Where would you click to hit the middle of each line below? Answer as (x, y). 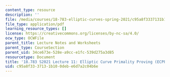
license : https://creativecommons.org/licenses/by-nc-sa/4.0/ (72, 33)
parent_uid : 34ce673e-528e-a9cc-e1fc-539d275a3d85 (60, 52)
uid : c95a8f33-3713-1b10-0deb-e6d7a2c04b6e (52, 66)
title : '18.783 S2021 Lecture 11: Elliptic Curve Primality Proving (79, 62)
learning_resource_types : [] (36, 29)
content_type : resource (30, 10)
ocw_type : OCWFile (25, 38)
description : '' (22, 15)
